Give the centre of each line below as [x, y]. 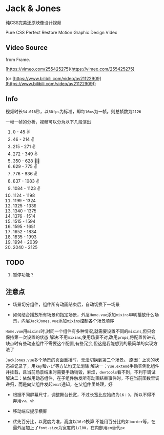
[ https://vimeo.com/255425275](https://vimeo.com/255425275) [70, 69]
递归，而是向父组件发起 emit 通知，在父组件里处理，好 [59, 384]
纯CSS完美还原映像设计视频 [33, 22]
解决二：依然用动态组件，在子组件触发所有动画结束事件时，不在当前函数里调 [82, 378]
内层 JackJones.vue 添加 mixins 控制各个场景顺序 [68, 321]
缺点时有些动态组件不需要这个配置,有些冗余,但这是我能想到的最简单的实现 [80, 343]
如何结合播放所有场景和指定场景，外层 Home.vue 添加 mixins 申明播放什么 [84, 315]
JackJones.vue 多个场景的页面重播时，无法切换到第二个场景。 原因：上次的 [80, 360]
